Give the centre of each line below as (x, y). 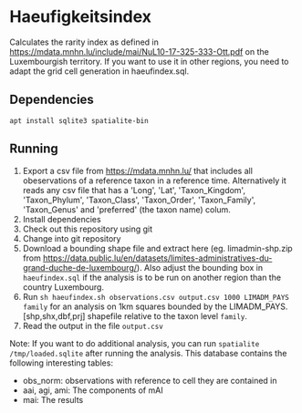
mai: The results (53, 399)
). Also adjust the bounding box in (200, 267)
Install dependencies (62, 219)
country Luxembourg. (63, 287)
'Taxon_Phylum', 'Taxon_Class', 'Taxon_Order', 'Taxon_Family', (139, 200)
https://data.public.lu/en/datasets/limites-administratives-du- (157, 258)
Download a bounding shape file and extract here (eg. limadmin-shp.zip (158, 248)
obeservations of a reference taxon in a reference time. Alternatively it (154, 181)
